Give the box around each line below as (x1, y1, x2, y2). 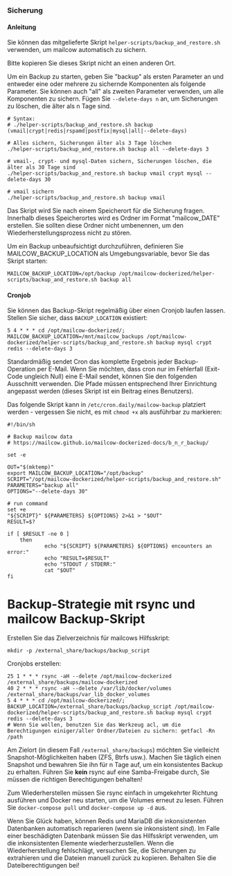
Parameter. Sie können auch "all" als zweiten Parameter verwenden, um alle (7, 87, 224, 96)
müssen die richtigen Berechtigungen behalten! (7, 775, 143, 784)
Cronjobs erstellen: (7, 659, 62, 668)
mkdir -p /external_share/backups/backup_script (7, 648, 150, 655)
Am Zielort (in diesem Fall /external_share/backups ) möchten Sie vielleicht (7, 746, 220, 755)
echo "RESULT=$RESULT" (44, 555, 110, 562)
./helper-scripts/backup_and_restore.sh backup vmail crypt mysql (7, 170, 203, 177)
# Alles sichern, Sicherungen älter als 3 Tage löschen (7, 140, 172, 147)
